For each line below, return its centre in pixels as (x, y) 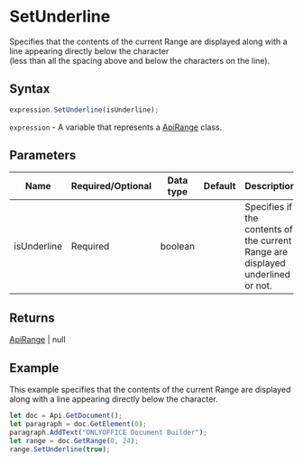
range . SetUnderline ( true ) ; (60, 449)
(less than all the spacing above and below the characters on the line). (140, 60)
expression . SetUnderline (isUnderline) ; (84, 110)
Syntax (30, 89)
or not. (258, 286)
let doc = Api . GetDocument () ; (66, 416)
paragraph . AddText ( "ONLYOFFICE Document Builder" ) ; (108, 432)
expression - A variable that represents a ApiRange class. (116, 127)
